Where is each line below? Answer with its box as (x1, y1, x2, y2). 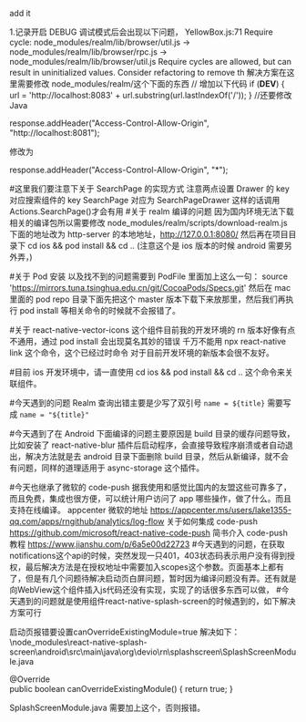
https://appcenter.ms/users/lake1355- (149, 505, 292, 515)
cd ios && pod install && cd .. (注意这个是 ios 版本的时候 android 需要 (26, 241, 284, 251)
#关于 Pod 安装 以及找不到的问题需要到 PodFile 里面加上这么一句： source (9, 271, 289, 282)
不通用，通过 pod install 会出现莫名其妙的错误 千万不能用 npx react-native (9, 336, 287, 346)
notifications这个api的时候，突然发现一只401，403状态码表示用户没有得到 (9, 551, 288, 561)
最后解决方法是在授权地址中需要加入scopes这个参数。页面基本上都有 (25, 562, 284, 572)
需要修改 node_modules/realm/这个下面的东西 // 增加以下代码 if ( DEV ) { (16, 78, 285, 89)
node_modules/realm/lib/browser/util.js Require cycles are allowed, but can (9, 57, 291, 67)
